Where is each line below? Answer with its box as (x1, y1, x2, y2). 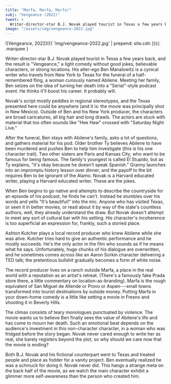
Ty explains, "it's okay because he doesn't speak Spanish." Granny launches (5, 162, 166, 168)
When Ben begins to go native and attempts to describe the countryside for (5, 188, 164, 194)
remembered (5, 77, 33, 83)
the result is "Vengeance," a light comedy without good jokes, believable (5, 61, 157, 67)
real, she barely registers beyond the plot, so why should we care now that (5, 336, 162, 342)
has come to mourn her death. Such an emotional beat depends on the (5, 320, 154, 326)
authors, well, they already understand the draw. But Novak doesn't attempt (5, 210, 164, 216)
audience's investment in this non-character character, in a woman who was (5, 326, 165, 332)
